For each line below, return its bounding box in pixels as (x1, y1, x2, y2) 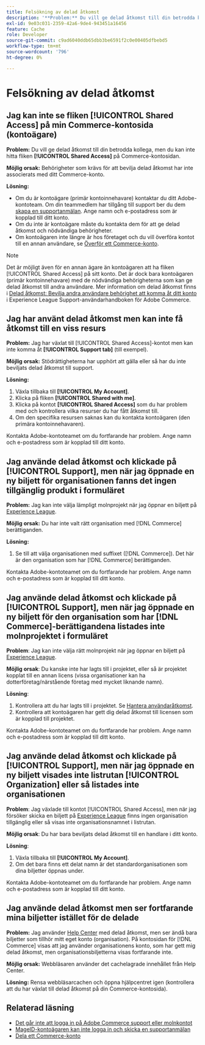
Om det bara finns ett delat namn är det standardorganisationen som (15, 860, 188, 868)
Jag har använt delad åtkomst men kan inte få (6, 314, 183, 324)
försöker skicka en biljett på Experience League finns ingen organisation (6, 811, 188, 819)
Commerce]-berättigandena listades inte (6, 621, 165, 632)
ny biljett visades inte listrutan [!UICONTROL (6, 770, 179, 780)
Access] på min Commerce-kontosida (6, 120, 154, 130)
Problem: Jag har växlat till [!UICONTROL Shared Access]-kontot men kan (6, 339, 193, 347)
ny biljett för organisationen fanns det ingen (6, 475, 177, 486)
